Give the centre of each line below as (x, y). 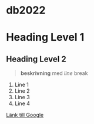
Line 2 (22, 91)
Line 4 (22, 103)
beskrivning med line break (54, 73)
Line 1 (22, 85)
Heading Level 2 (36, 59)
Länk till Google (25, 115)
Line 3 (22, 97)
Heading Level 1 (45, 37)
